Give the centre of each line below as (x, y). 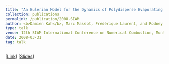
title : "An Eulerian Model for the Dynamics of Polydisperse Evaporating (84, 10)
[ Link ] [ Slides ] (20, 56)
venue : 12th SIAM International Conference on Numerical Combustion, (80, 33)
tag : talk (16, 42)
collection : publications (32, 14)
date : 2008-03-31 (23, 38)
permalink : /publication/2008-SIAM (43, 19)
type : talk (17, 28)
